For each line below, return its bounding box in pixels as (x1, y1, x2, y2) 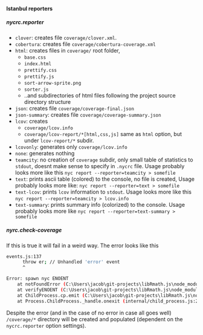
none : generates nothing (14, 149, 75, 157)
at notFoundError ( (17, 281, 66, 287)
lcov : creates (14, 117, 48, 125)
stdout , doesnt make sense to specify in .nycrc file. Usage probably (14, 162, 185, 169)
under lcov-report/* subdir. (24, 137, 94, 144)
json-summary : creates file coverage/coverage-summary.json (14, 111, 161, 118)
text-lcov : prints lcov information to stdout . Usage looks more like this (14, 188, 192, 195)
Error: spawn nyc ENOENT (6, 276, 69, 282)
